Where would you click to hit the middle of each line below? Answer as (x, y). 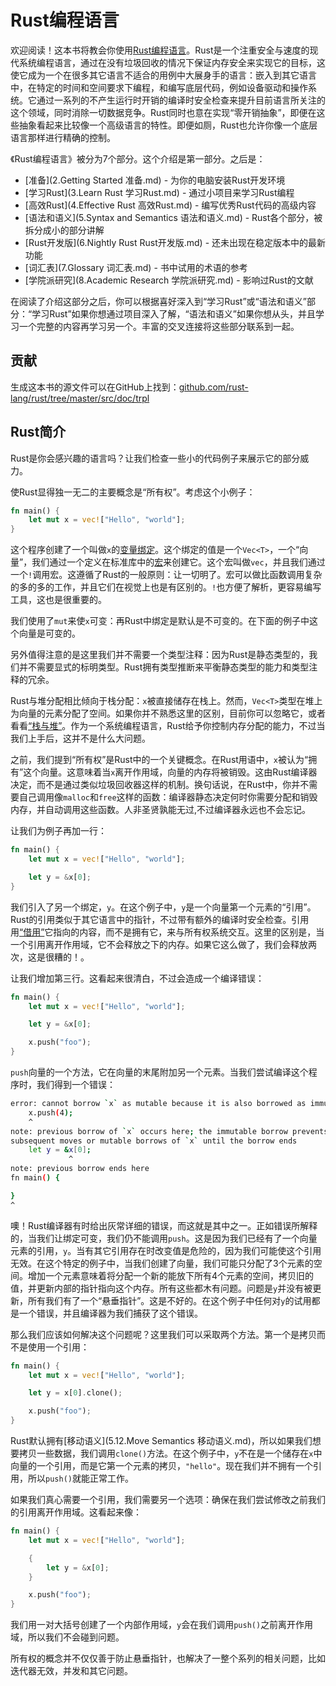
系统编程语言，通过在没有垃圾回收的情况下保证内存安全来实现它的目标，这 (172, 62)
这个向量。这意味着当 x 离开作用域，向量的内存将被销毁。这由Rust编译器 (170, 772)
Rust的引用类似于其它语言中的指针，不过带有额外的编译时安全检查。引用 (160, 919)
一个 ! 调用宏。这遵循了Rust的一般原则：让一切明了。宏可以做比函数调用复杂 (166, 575)
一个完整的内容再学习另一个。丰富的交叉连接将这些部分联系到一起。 (159, 326)
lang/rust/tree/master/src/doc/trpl (80, 398)
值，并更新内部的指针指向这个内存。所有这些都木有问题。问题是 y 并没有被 (161, 1288)
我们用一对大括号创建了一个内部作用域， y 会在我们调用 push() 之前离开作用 (162, 1625)
